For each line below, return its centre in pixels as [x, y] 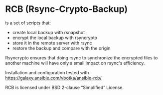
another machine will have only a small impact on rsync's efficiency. [75, 63]
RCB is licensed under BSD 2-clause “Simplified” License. [64, 87]
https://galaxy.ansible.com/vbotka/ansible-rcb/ [54, 78]
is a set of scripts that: [28, 23]
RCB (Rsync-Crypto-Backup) [67, 9]
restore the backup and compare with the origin [61, 48]
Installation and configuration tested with [47, 72]
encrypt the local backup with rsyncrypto [55, 38]
